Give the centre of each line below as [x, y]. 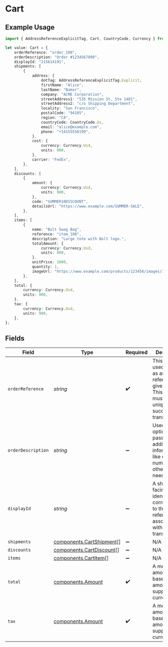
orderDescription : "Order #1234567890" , [57, 57]
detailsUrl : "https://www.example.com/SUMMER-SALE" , [88, 206]
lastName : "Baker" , [61, 90]
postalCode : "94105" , [63, 113]
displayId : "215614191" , [40, 62]
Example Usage [30, 27]
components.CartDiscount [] [86, 550]
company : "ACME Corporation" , [72, 94]
